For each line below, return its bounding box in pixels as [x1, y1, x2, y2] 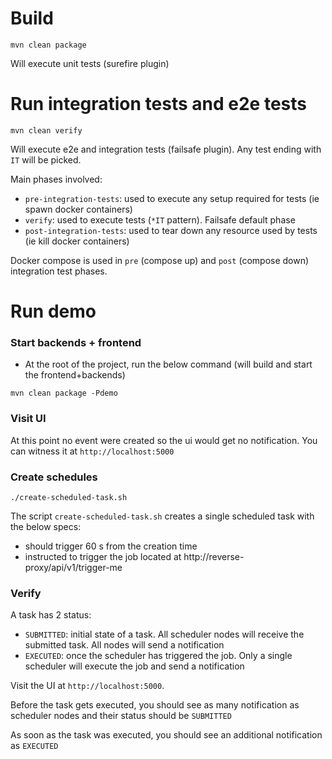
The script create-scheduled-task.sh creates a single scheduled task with [10, 510, 315, 522]
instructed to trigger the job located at [24, 550, 182, 562]
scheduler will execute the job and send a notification [24, 660, 245, 672]
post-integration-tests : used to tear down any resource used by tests [24, 224, 318, 236]
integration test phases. [10, 265, 108, 277]
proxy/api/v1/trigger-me [24, 561, 123, 573]
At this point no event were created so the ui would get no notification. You [10, 434, 318, 446]
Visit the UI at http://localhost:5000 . [10, 680, 165, 692]
